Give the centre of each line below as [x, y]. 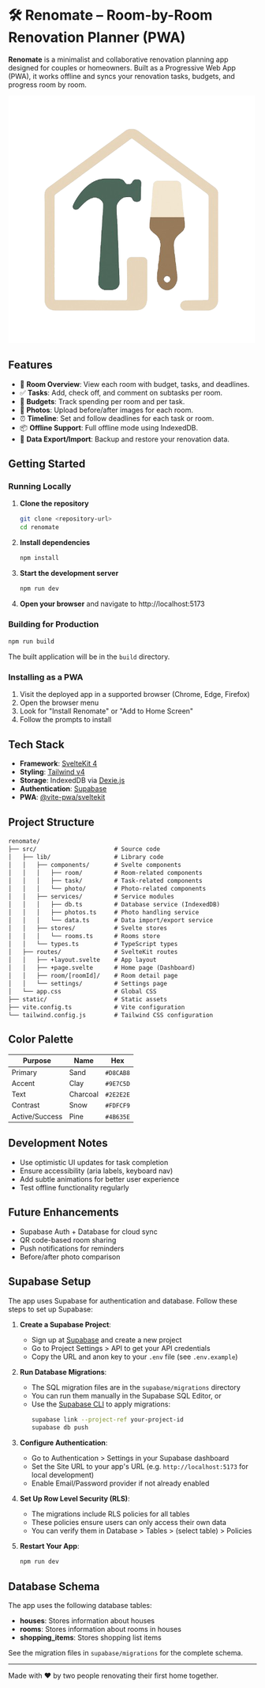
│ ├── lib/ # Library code [86, 857]
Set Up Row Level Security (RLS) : [75, 1499]
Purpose [37, 1061]
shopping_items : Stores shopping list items [90, 1637]
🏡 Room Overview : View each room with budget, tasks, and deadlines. [134, 384]
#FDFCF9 [118, 1106]
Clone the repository [54, 504]
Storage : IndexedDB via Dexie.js [72, 781]
